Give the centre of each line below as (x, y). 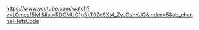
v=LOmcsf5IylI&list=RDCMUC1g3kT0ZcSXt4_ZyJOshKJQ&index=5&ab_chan (100, 15)
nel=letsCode (23, 21)
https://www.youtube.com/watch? (48, 9)
